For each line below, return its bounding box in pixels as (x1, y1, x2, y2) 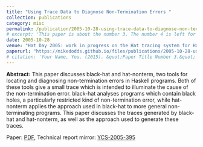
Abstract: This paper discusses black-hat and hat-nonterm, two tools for (6, 70, 188, 77)
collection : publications (6, 15, 71, 21)
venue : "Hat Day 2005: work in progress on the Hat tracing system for (6, 43, 190, 49)
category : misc (6, 20, 45, 26)
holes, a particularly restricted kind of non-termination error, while (6, 96, 171, 103)
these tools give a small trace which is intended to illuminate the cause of (6, 83, 188, 91)
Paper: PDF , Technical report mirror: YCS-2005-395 (6, 134, 136, 141)
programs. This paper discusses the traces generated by (36, 109, 178, 116)
